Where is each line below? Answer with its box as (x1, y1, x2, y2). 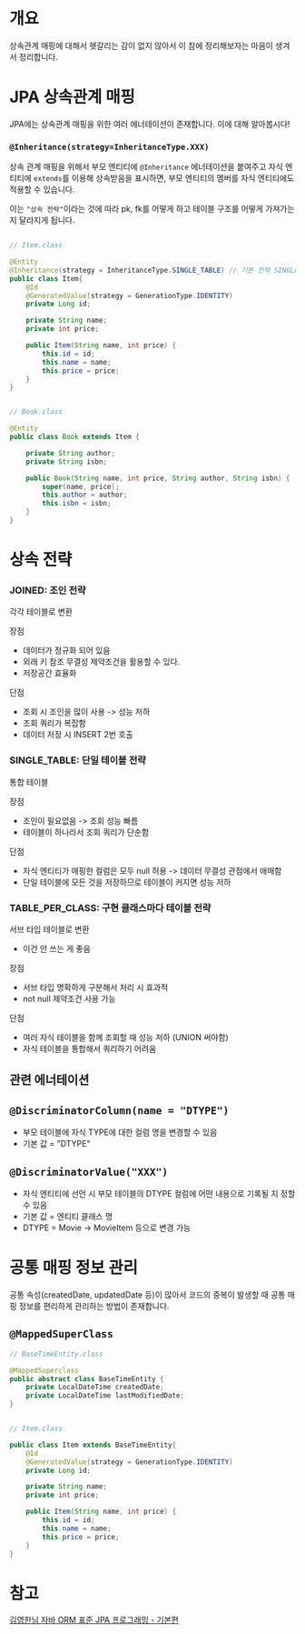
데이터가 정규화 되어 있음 (22, 645, 111, 656)
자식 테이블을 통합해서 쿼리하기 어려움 (22, 1043, 157, 1054)
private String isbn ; (25, 456, 107, 466)
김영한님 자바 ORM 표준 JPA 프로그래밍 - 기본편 (9, 1615, 180, 1626)
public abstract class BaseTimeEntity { (9, 1374, 165, 1383)
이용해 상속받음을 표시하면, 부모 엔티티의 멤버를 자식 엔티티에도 (71, 173, 295, 184)
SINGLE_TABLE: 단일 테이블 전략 (9, 754, 147, 767)
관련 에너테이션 (9, 1072, 90, 1088)
